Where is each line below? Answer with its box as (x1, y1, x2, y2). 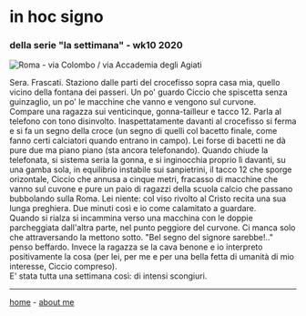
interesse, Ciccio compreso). (9, 261, 117, 272)
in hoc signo (9, 6, 104, 27)
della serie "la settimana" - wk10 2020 (9, 39, 184, 52)
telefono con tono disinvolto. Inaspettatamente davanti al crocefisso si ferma (9, 116, 297, 127)
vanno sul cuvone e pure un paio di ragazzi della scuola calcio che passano (9, 184, 293, 195)
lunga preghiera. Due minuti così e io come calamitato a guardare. (9, 203, 257, 214)
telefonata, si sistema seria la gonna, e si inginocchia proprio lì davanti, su (9, 155, 286, 166)
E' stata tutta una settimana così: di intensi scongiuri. (9, 270, 208, 281)
